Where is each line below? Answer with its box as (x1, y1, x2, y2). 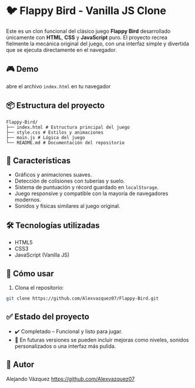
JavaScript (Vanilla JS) (14, 251, 70, 258)
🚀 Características (6, 155, 71, 165)
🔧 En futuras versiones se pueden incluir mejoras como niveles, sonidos (14, 336, 189, 343)
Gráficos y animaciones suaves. (14, 171, 92, 178)
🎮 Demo (6, 64, 39, 74)
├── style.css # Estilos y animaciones (6, 130, 104, 135)
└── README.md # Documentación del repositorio (6, 140, 125, 145)
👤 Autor (6, 360, 35, 370)
